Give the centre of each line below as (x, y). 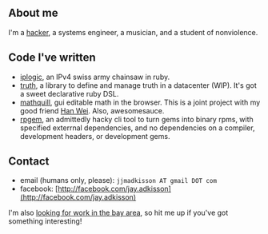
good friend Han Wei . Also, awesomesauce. (92, 110)
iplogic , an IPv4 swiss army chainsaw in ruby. (95, 77)
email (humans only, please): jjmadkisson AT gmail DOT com (118, 180)
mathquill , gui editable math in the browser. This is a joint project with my (140, 102)
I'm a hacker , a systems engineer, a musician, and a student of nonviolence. (133, 32)
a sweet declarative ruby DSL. (69, 93)
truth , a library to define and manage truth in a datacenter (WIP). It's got (138, 85)
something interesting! (45, 221)
